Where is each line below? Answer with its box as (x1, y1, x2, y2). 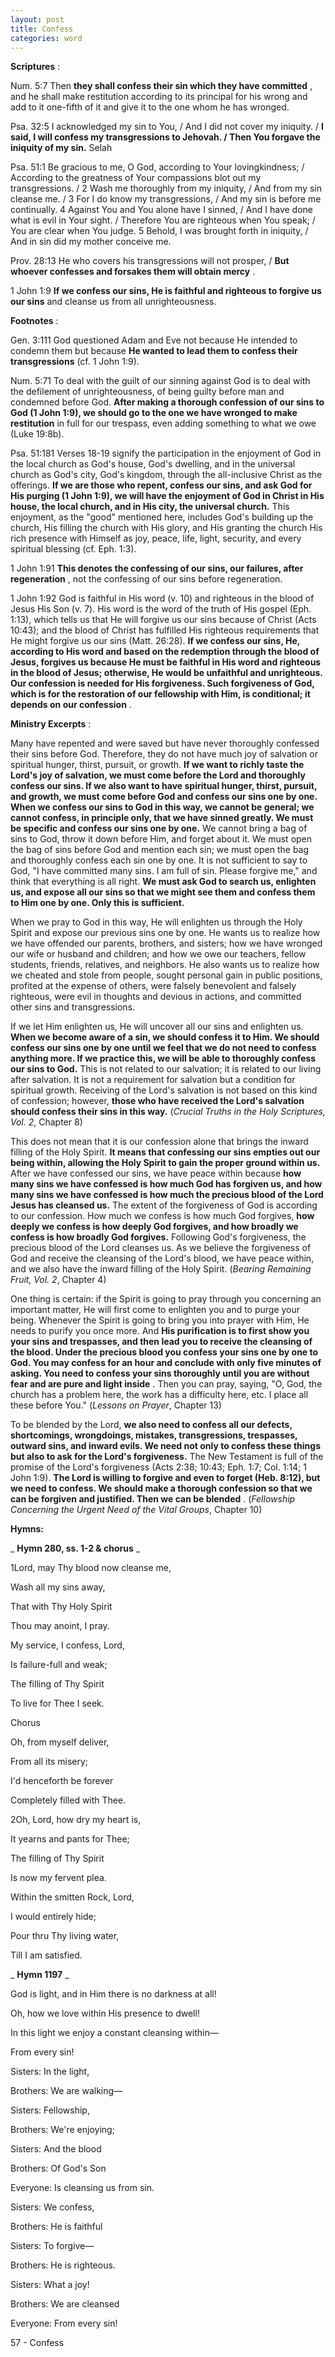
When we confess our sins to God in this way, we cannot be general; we (10, 801, 315, 813)
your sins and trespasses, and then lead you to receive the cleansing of (10, 1336, 313, 1348)
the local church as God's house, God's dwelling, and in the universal (10, 458, 296, 470)
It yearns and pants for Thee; (10, 1833, 130, 1845)
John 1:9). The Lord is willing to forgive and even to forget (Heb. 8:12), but (10, 1472, 321, 1484)
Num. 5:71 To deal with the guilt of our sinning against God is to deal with (10, 375, 311, 387)
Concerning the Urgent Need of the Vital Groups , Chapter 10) (10, 1504, 263, 1516)
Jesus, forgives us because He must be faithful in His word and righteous (10, 656, 322, 668)
